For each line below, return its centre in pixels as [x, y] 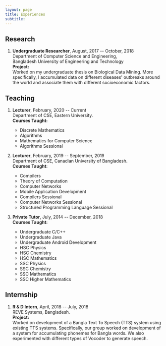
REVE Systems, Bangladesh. [41, 312]
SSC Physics [33, 263]
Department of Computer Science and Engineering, [65, 56]
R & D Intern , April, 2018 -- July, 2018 [50, 307]
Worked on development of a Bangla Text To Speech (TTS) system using [86, 322]
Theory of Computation [44, 181]
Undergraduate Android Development [58, 242]
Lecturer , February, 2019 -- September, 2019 [58, 156]
